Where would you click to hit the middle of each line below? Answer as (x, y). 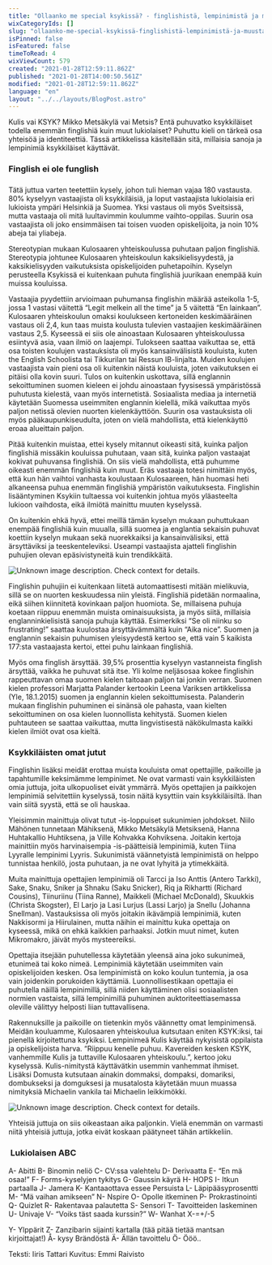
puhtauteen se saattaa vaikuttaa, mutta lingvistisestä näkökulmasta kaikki (131, 723)
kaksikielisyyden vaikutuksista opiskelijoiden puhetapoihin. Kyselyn (121, 266)
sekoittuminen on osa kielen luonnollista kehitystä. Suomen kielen (118, 715)
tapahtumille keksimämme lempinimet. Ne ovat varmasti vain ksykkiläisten (132, 779)
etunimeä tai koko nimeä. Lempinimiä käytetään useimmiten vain (116, 964)
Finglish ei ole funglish (54, 169)
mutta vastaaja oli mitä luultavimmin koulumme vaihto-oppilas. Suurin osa (131, 216)
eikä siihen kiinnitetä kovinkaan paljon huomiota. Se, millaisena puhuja (125, 604)
